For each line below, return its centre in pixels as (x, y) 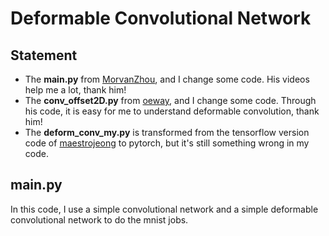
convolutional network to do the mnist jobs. (99, 219)
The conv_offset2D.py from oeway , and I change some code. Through (170, 100)
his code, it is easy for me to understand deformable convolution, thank (172, 111)
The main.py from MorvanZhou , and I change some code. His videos (167, 79)
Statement (44, 55)
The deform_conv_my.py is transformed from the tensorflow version (167, 132)
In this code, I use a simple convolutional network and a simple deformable (164, 209)
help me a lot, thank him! (75, 90)
